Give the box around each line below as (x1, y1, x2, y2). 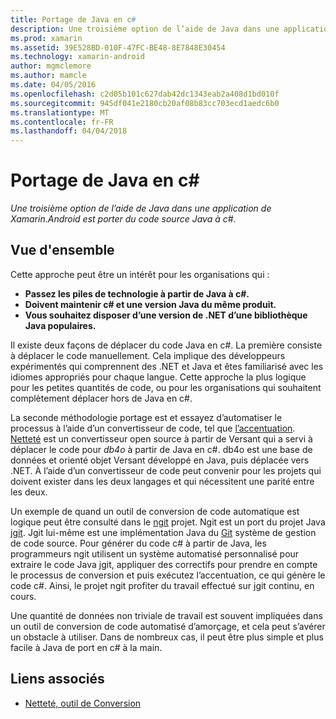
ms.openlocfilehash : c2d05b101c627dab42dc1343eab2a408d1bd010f (10, 89, 280, 99)
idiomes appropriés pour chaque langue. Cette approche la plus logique (10, 371, 307, 383)
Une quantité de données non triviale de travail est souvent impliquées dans (10, 609, 323, 621)
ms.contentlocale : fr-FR (10, 117, 114, 127)
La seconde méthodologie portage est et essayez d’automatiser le (10, 411, 283, 423)
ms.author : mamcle (10, 71, 87, 81)
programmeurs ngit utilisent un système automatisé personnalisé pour (10, 547, 300, 560)
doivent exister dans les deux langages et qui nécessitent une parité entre (10, 475, 315, 487)
